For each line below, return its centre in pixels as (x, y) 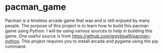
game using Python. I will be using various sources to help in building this (79, 31)
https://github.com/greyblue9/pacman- (112, 36)
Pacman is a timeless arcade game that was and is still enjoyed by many (78, 20)
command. (16, 46)
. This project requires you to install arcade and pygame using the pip (89, 41)
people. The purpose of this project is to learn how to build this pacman (77, 25)
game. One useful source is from (38, 36)
